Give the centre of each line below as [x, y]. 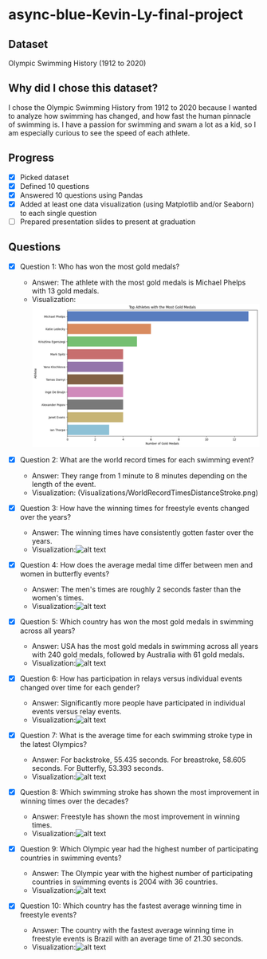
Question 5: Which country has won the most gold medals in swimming [136, 621]
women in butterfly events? [65, 574]
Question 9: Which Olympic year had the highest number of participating [139, 849]
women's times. [58, 597]
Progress [31, 158]
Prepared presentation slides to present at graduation [108, 222]
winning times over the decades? [74, 801]
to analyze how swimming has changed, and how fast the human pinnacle [130, 116]
